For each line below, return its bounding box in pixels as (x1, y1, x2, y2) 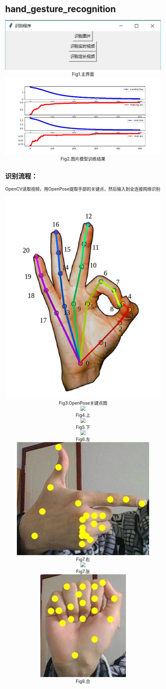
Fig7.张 (76, 568, 90, 574)
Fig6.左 (76, 436, 90, 442)
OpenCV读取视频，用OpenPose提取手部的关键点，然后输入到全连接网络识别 (5, 186, 161, 192)
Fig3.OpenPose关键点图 (58, 400, 108, 406)
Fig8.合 (76, 678, 90, 684)
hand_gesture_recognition (5, 3, 116, 15)
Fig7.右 (76, 556, 90, 562)
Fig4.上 (76, 412, 90, 418)
